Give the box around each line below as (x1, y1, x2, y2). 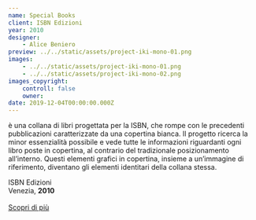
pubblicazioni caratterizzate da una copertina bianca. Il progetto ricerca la (8, 129, 248, 138)
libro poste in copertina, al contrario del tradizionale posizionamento (8, 146, 230, 156)
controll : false (22, 84, 76, 93)
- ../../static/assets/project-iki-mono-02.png (22, 70, 181, 78)
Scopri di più (8, 203, 50, 212)
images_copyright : (8, 77, 69, 85)
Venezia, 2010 (8, 186, 55, 196)
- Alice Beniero (22, 41, 76, 49)
